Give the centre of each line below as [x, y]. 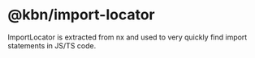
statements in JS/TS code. [52, 45]
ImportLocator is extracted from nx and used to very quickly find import [127, 37]
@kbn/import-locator [81, 15]
